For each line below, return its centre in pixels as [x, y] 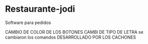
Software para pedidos [28, 22]
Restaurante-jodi [40, 9]
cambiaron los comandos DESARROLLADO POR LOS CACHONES [71, 37]
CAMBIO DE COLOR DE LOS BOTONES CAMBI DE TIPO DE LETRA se [74, 32]
